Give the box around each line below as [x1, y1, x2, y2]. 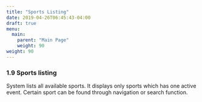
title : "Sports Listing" [6, 8, 69, 15]
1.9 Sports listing [6, 68, 57, 76]
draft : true [6, 20, 36, 26]
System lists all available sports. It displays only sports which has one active [6, 83, 197, 90]
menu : [6, 25, 20, 32]
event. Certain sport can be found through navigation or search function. [6, 89, 188, 96]
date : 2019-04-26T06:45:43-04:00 [6, 15, 91, 21]
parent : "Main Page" [17, 37, 69, 43]
